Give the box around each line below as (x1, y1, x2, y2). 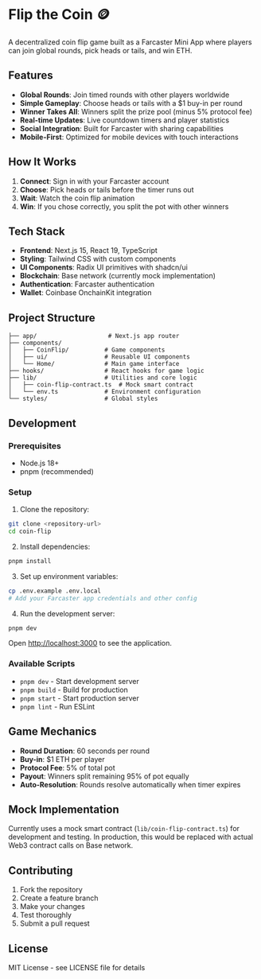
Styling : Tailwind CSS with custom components (19, 254, 177, 264)
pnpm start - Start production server (19, 693, 139, 703)
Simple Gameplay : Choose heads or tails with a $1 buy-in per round (19, 98, 243, 107)
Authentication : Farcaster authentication (19, 279, 155, 289)
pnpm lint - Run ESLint (19, 701, 95, 711)
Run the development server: (19, 608, 115, 618)
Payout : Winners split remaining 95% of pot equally (19, 771, 189, 781)
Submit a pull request (19, 919, 90, 928)
